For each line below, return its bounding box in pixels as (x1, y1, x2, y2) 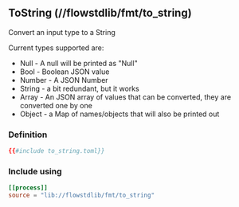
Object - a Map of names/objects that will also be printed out (19, 109, 220, 119)
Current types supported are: (8, 43, 104, 53)
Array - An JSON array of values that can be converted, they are (19, 92, 232, 102)
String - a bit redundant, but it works (19, 84, 139, 93)
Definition (8, 129, 48, 140)
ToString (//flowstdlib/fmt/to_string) (8, 6, 193, 20)
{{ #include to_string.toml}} (8, 147, 105, 155)
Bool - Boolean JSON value (19, 67, 110, 76)
